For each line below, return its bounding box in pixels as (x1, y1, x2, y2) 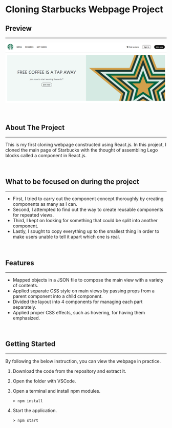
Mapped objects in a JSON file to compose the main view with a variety (12, 276, 164, 283)
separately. (12, 304, 37, 310)
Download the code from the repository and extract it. (12, 368, 126, 374)
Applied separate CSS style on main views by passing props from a (12, 288, 155, 294)
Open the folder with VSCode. (12, 378, 76, 384)
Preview (5, 24, 32, 33)
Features (5, 259, 34, 267)
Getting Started (5, 339, 56, 349)
